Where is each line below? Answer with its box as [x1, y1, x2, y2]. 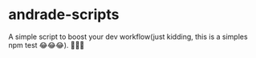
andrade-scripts [8, 6, 120, 24]
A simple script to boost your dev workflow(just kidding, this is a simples [8, 32, 248, 41]
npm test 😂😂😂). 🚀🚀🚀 [8, 40, 85, 49]
